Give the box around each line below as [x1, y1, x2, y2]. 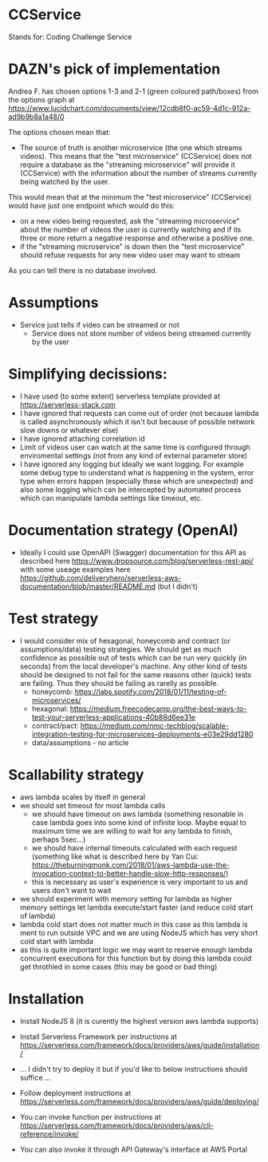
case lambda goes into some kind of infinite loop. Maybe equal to [31, 817, 247, 827]
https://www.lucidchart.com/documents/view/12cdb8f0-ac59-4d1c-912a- [8, 103, 251, 113]
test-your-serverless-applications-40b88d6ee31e [31, 712, 195, 722]
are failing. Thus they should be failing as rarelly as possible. [19, 678, 219, 688]
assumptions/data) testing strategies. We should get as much [19, 644, 222, 654]
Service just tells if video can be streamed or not [19, 319, 179, 329]
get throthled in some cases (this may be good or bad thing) [19, 962, 218, 971]
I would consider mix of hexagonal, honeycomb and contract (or [19, 636, 231, 645]
